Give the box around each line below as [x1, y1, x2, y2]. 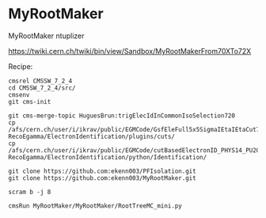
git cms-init [8, 98, 51, 105]
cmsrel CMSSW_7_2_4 [8, 77, 73, 85]
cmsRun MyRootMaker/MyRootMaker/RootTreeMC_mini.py [8, 201, 182, 210]
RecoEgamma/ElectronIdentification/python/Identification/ [8, 153, 207, 161]
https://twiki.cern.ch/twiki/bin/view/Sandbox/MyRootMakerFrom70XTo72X [8, 46, 252, 55]
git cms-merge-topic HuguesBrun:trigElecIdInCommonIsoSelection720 [8, 112, 236, 120]
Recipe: [8, 61, 33, 71]
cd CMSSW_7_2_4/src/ [8, 84, 77, 92]
